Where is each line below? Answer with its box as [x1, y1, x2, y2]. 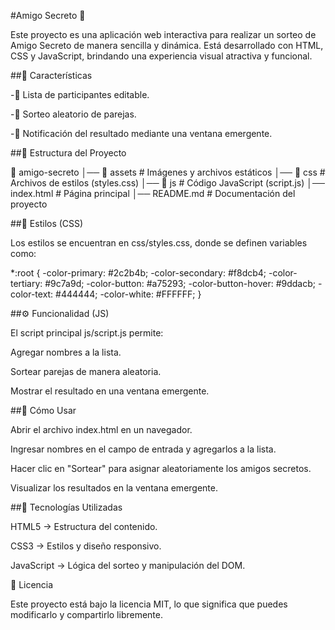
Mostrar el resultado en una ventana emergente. [10, 385, 210, 397]
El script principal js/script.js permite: [10, 327, 164, 339]
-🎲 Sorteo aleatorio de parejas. [10, 108, 137, 120]
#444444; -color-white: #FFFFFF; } [55, 288, 202, 300]
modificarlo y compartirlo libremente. [10, 609, 163, 620]
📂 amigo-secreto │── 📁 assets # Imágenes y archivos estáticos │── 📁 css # [10, 166, 326, 178]
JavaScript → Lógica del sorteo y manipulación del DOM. [10, 560, 246, 571]
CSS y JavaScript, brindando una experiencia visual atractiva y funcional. [10, 50, 313, 62]
